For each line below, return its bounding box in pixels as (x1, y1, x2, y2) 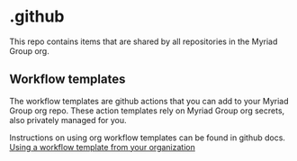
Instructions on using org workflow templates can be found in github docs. (9, 132, 286, 143)
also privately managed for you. (9, 114, 128, 125)
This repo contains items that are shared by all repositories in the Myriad (9, 36, 278, 47)
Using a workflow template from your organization (9, 141, 195, 152)
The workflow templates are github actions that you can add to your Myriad (9, 95, 290, 106)
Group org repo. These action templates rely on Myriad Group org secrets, (9, 105, 285, 116)
